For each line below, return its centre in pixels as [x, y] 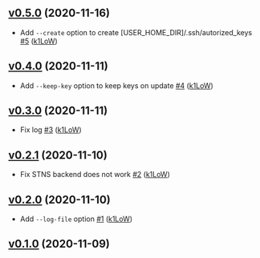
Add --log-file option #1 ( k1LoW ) [76, 219]
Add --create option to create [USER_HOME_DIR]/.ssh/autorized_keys [136, 32]
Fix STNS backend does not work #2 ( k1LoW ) [95, 175]
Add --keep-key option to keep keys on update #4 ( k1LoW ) [117, 85]
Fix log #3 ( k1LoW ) [51, 130]
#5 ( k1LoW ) [39, 41]
